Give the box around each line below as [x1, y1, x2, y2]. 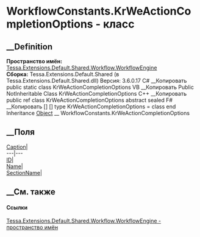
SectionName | [6, 169, 43, 176]
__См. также [6, 187, 56, 197]
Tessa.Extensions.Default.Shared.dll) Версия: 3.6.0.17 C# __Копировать [6, 77, 187, 84]
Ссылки [6, 203, 28, 211]
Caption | [6, 143, 28, 150]
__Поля [6, 127, 35, 138]
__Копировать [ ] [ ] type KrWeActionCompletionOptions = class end [6, 103, 176, 110]
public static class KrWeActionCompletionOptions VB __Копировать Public [6, 83, 194, 91]
